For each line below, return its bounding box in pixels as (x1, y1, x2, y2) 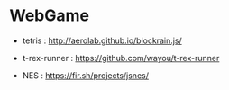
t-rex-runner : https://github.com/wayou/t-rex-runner (22, 52, 220, 63)
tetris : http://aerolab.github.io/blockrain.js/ (22, 35, 182, 46)
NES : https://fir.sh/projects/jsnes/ (22, 69, 149, 81)
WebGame (9, 5, 90, 26)
